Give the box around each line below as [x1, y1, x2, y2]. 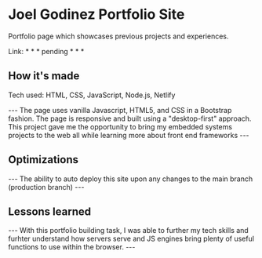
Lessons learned [8, 205, 92, 218]
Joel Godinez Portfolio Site [8, 5, 185, 24]
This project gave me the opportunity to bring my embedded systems [8, 122, 233, 131]
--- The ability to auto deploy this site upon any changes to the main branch [8, 174, 253, 184]
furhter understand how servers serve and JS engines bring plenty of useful [8, 234, 255, 244]
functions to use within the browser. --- [8, 242, 136, 252]
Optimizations [8, 153, 78, 166]
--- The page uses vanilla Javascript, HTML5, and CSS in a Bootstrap [8, 105, 232, 114]
